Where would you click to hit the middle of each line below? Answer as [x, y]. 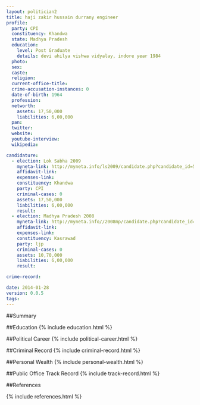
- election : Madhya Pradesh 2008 [53, 216]
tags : [13, 298]
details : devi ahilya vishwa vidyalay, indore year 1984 [89, 56]
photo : [20, 61]
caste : [20, 73]
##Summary [21, 316]
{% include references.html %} [44, 396]
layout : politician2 [32, 12]
